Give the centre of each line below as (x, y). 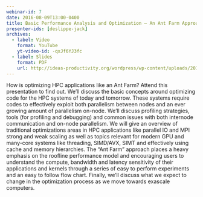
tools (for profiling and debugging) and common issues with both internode (100, 117)
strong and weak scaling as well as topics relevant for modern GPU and (95, 137)
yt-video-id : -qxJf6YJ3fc (50, 51)
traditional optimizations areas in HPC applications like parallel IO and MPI (98, 130)
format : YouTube (38, 46)
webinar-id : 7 (24, 12)
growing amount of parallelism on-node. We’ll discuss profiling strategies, (98, 111)
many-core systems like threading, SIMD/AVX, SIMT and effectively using (98, 143)
